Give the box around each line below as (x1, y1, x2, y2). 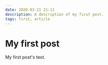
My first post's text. (5, 54, 45, 60)
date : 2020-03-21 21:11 (5, 7, 55, 12)
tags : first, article (5, 16, 50, 21)
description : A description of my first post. (5, 12, 104, 17)
